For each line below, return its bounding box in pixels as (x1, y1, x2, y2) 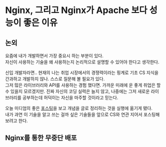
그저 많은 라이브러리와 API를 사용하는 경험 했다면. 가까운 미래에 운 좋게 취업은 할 (5, 82, 161, 88)
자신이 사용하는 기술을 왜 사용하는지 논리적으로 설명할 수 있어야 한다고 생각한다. (5, 59, 160, 65)
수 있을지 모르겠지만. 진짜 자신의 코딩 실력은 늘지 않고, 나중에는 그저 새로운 (5, 88, 150, 94)
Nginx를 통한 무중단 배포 (5, 133, 77, 142)
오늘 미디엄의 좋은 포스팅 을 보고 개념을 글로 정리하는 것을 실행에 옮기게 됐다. (5, 105, 153, 111)
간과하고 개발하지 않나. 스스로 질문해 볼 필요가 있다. (5, 76, 105, 81)
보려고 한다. (5, 118, 28, 123)
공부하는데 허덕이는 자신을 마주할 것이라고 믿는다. (22, 94, 119, 100)
